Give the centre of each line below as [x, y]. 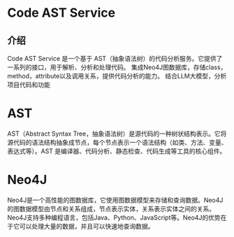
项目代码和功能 [29, 85]
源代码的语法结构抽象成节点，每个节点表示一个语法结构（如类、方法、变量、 [117, 142]
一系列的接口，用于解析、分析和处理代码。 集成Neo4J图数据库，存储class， [117, 67]
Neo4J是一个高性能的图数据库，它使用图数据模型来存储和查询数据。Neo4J [115, 200]
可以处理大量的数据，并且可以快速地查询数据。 [87, 226]
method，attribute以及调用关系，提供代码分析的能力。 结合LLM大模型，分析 [117, 76]
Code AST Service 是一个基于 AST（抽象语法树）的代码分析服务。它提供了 [115, 58]
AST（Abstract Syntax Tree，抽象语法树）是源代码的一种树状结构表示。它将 [117, 134]
